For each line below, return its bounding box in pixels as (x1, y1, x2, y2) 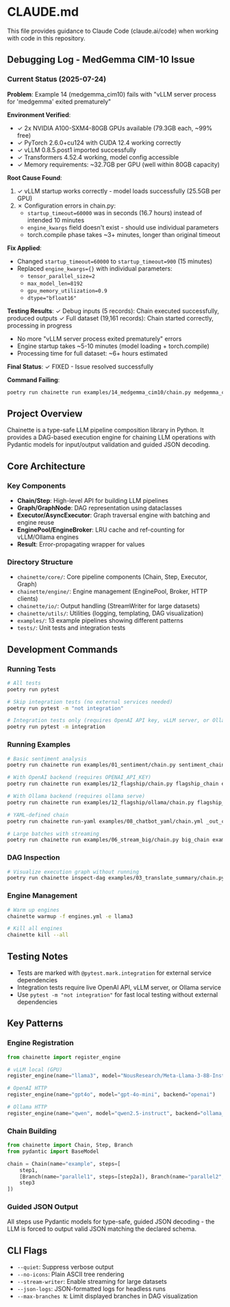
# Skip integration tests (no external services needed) (7, 698, 173, 706)
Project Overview (7, 408, 83, 419)
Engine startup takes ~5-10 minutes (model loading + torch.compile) (16, 342, 210, 350)
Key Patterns (7, 1018, 64, 1030)
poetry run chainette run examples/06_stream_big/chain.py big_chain (7, 836, 210, 843)
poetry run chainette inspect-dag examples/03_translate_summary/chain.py (7, 875, 225, 882)
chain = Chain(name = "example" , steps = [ (7, 1160, 121, 1167)
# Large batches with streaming (7, 830, 99, 837)
